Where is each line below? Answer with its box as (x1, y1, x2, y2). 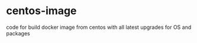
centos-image (6, 4, 77, 18)
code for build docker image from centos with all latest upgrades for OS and (6, 24, 192, 31)
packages (6, 29, 31, 37)
